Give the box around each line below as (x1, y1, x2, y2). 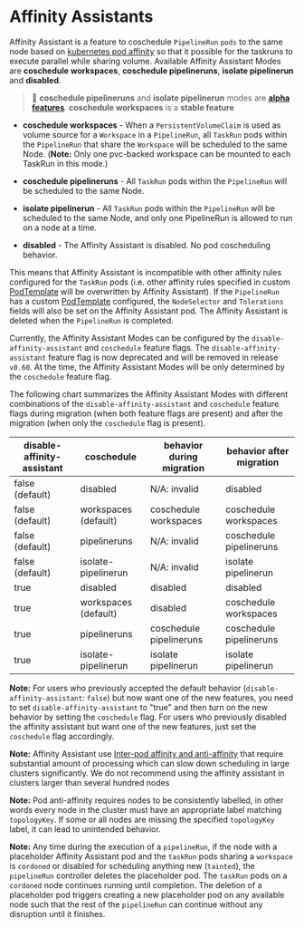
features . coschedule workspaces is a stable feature (31, 101, 235, 112)
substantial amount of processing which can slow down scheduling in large (9, 758, 290, 768)
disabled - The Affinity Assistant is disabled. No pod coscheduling (22, 239, 271, 250)
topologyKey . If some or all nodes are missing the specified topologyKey (9, 814, 275, 825)
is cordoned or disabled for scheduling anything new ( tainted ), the (9, 860, 255, 871)
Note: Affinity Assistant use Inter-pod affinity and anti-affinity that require (9, 748, 283, 759)
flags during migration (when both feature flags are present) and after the (9, 408, 283, 419)
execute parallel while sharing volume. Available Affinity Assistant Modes (9, 55, 281, 66)
